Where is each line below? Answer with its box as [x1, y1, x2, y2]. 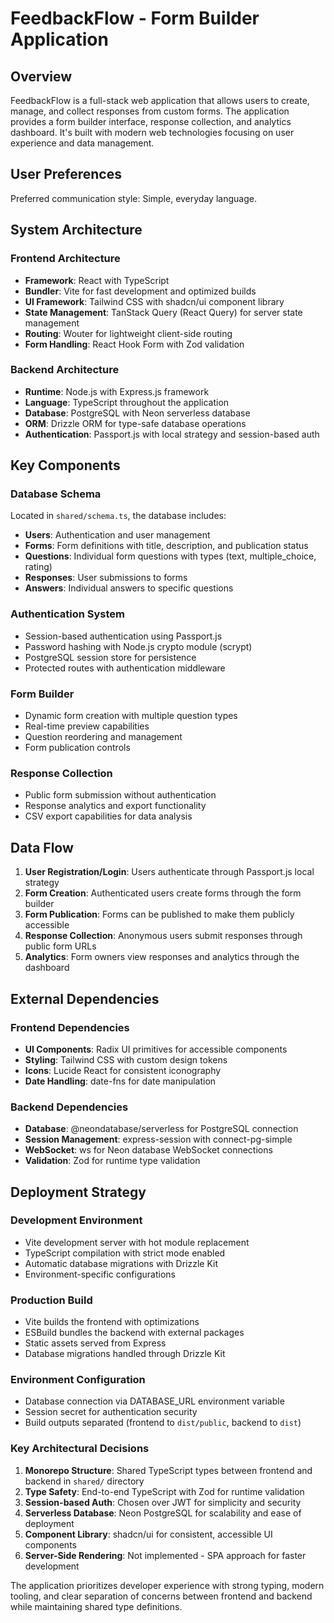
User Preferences [10, 166, 122, 183]
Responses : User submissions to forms [24, 572, 188, 584]
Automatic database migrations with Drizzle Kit [24, 1257, 219, 1269]
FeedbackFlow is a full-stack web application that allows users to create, [10, 95, 310, 106]
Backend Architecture [10, 363, 120, 377]
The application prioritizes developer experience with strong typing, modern [10, 1579, 325, 1591]
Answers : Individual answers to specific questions [24, 582, 234, 594]
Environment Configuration [10, 1373, 146, 1387]
